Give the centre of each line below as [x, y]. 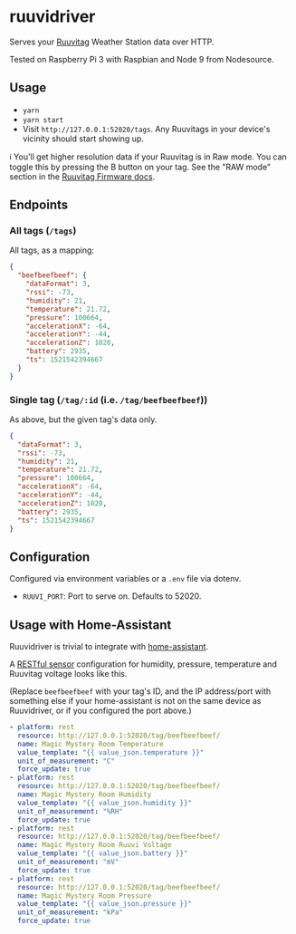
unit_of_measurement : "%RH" [71, 811]
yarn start [43, 120]
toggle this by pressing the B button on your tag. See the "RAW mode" [140, 167]
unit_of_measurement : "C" [67, 761]
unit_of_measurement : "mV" [68, 862]
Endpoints [39, 205]
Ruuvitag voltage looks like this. [68, 674]
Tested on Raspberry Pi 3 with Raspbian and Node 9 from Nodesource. [142, 59]
